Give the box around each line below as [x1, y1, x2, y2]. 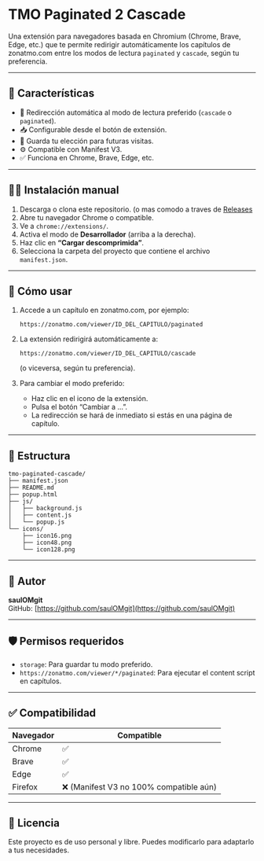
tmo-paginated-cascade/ [8, 470, 86, 478]
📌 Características [8, 86, 95, 100]
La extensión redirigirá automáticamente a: [19, 334, 159, 344]
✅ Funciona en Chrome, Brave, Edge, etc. [19, 153, 155, 162]
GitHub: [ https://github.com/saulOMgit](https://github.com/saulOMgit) [8, 604, 236, 613]
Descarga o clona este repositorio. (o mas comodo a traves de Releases [19, 204, 253, 214]
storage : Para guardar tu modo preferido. [19, 659, 153, 669]
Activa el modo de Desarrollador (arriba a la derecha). [19, 230, 196, 239]
